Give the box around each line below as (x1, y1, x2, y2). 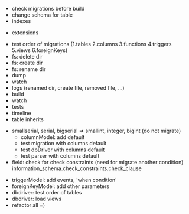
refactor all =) (11, 202, 45, 209)
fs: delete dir (11, 53, 43, 60)
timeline (11, 109, 31, 116)
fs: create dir (11, 59, 43, 66)
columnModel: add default (20, 134, 85, 141)
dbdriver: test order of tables (11, 189, 82, 196)
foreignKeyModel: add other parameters (11, 183, 110, 190)
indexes (11, 18, 31, 24)
